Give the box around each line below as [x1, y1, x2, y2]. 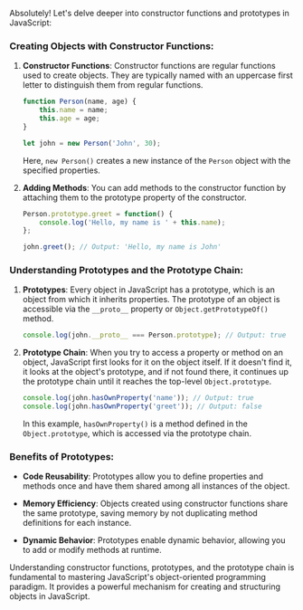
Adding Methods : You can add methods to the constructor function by [22, 182, 287, 193]
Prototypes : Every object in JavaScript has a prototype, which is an [22, 284, 276, 295]
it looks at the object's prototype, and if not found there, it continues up [22, 367, 289, 377]
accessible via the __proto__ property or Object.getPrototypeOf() [22, 303, 269, 315]
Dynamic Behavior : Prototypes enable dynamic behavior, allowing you [22, 535, 286, 546]
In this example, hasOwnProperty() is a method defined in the [22, 418, 249, 429]
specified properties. [22, 165, 101, 176]
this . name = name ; [39, 106, 109, 115]
